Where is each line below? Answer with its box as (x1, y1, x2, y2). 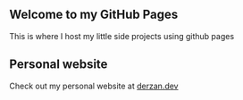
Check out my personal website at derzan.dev (9, 80, 179, 91)
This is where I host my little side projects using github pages (9, 30, 235, 41)
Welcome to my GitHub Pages (9, 7, 179, 22)
